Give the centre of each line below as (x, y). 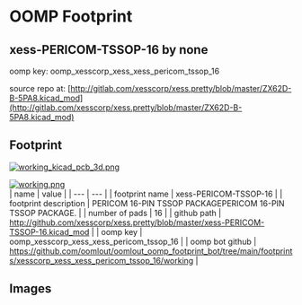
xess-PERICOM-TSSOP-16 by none (109, 50)
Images (31, 289)
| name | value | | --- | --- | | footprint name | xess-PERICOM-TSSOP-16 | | (146, 194)
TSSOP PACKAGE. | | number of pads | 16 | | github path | (115, 213)
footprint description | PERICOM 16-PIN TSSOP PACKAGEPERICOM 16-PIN (147, 203)
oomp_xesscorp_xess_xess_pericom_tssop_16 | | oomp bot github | (133, 241)
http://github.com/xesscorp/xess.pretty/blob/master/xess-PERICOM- (137, 222)
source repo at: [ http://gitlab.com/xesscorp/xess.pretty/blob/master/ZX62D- (151, 88)
